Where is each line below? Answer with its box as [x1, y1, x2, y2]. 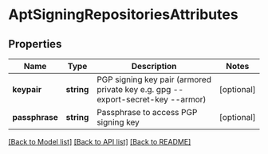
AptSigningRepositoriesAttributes [8, 6, 238, 24]
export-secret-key [97, 94, 169, 105]
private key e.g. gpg [97, 84, 171, 94]
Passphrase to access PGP [97, 107, 198, 117]
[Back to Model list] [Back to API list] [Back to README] [8, 137, 191, 146]
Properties [8, 37, 62, 51]
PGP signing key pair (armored [97, 74, 211, 85]
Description [131, 61, 177, 71]
